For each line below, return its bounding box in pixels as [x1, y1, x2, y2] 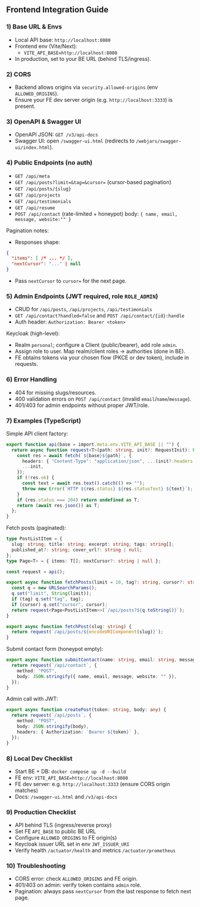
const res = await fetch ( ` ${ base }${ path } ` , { [17, 452, 132, 458]
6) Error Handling [6, 375, 57, 384]
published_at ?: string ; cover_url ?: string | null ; [11, 546, 143, 553]
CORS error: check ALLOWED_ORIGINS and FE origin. [14, 875, 138, 883]
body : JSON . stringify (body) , [17, 723, 89, 729]
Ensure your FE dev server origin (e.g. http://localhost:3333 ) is [14, 96, 173, 103]
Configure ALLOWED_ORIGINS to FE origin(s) [14, 834, 117, 841]
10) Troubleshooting [6, 862, 66, 870]
